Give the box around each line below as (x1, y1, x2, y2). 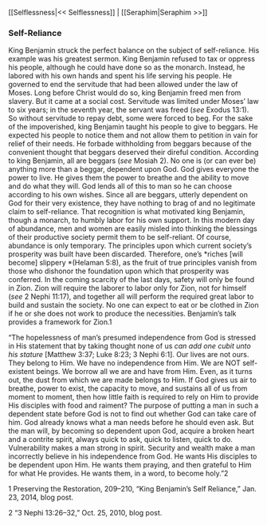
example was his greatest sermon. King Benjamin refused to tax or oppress (8, 54, 255, 64)
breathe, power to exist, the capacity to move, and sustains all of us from (8, 384, 248, 393)
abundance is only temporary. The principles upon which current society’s (8, 241, 253, 251)
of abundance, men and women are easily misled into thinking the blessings (8, 224, 257, 233)
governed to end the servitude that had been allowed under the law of (8, 80, 238, 89)
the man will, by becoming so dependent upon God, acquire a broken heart (8, 426, 255, 436)
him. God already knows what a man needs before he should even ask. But (8, 418, 254, 428)
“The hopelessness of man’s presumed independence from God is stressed (8, 332, 257, 343)
